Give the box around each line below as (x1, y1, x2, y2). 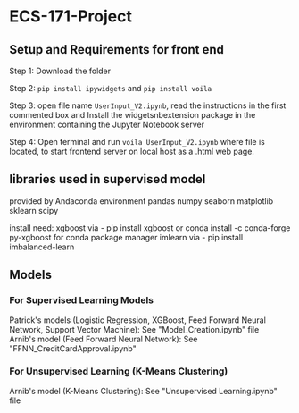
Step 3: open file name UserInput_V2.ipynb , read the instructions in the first (9, 100, 287, 111)
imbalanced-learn (9, 241, 75, 252)
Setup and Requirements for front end (9, 42, 225, 57)
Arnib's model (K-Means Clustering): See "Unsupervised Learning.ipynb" (9, 385, 278, 396)
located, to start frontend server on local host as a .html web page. (9, 146, 254, 156)
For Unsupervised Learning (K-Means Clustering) (9, 365, 228, 377)
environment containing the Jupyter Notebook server (9, 119, 205, 130)
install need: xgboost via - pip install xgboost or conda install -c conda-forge (9, 222, 291, 233)
